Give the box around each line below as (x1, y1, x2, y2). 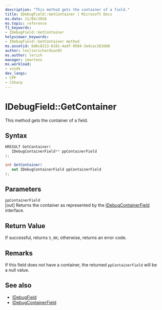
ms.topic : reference (5, 21, 47, 26)
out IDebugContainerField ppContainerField (11, 167, 101, 172)
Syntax (5, 131, 27, 140)
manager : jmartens (5, 57, 42, 62)
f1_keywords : (5, 25, 32, 30)
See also (5, 281, 32, 289)
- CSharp (5, 80, 23, 85)
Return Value (5, 221, 45, 230)
